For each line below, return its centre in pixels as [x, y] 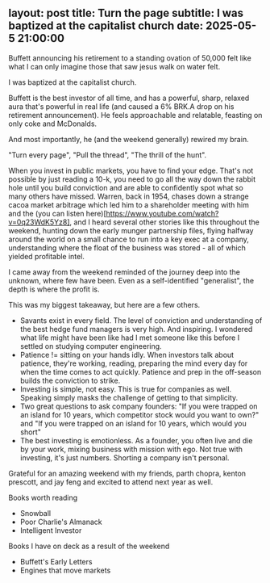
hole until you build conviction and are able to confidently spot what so [126, 187]
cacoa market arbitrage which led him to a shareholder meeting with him [129, 204]
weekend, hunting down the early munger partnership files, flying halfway [131, 230]
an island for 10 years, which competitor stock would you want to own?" [139, 414]
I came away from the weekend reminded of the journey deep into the [124, 272]
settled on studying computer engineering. [91, 346]
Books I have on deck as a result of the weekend [89, 546]
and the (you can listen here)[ [57, 213]
